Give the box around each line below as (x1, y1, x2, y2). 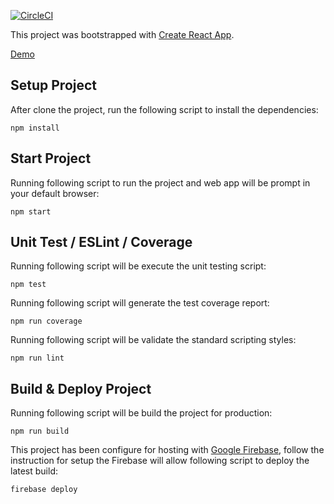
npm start (10, 206, 52, 217)
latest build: (10, 465, 59, 477)
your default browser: (10, 187, 100, 199)
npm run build (10, 426, 70, 437)
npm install (10, 123, 60, 133)
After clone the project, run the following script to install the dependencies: (10, 103, 319, 115)
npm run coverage (10, 316, 83, 327)
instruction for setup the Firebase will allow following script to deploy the (10, 455, 310, 467)
